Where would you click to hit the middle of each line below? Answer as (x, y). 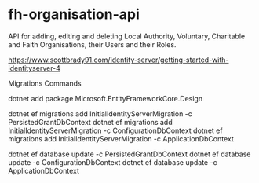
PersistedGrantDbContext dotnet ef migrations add (90, 122)
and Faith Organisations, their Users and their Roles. (92, 44)
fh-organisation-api (74, 15)
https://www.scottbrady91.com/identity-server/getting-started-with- (119, 60)
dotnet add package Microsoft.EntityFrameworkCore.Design (105, 98)
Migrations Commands (45, 83)
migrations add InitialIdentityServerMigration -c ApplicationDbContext (121, 138)
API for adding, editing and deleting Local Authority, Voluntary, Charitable (127, 36)
